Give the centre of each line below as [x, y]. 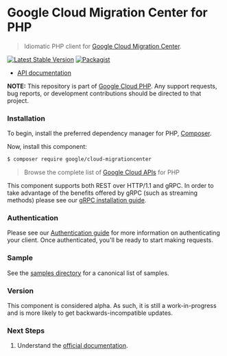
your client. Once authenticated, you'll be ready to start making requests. [110, 240]
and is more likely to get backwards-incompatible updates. [90, 313]
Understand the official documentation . [72, 346]
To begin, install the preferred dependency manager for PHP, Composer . [109, 133]
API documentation [44, 73]
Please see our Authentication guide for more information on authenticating [114, 233]
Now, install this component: [47, 147]
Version [21, 291]
